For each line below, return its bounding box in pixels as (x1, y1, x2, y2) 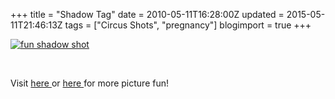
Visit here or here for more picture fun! (10, 77, 170, 89)
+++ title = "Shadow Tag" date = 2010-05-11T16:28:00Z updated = (10, 9, 285, 20)
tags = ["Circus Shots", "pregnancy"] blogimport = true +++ (64, 19, 312, 31)
